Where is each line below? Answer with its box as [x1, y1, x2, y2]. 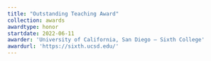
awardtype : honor [7, 23, 59, 30]
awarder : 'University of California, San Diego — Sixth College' [7, 36, 205, 43]
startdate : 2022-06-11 [7, 29, 75, 37]
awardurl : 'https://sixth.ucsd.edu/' [7, 43, 119, 50]
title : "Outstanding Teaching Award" [7, 10, 119, 18]
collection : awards [7, 17, 65, 24]
